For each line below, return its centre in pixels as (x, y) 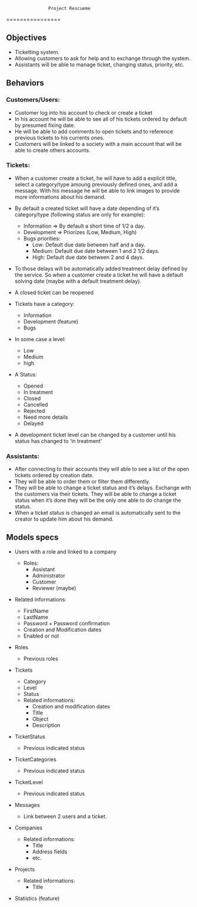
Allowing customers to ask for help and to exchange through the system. (103, 58)
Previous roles (41, 658)
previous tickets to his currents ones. (59, 138)
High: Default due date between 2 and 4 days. (88, 257)
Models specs (32, 537)
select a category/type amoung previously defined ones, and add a (96, 184)
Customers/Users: (33, 100)
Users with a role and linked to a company (66, 551)
